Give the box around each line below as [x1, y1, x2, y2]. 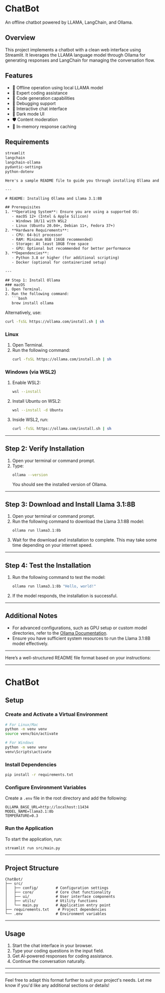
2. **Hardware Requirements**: [5, 228, 69, 232]
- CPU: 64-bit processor [11, 232, 63, 237]
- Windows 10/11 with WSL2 [11, 219, 67, 224]
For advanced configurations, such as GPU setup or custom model [12, 625, 147, 631]
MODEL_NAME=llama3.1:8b [5, 809, 54, 814]
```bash [11, 296, 27, 301]
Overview [5, 34, 36, 42]
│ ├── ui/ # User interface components [5, 894, 115, 899]
